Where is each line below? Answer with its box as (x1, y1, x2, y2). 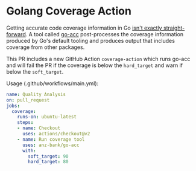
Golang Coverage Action (6, 4, 131, 18)
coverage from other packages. (6, 44, 85, 51)
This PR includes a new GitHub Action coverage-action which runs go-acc (6, 55, 191, 62)
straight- (163, 24, 185, 31)
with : (22, 147, 36, 153)
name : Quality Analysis (6, 91, 66, 97)
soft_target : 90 (28, 153, 69, 160)
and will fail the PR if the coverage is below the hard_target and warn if (6, 62, 183, 69)
